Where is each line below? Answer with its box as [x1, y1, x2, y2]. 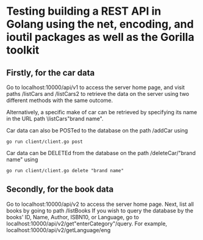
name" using [6, 156, 38, 163]
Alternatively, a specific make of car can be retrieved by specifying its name [6, 109, 198, 115]
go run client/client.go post [6, 139, 84, 145]
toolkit [6, 43, 40, 57]
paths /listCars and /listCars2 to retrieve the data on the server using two [6, 90, 190, 97]
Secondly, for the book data [6, 184, 114, 195]
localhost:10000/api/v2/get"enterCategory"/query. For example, [6, 220, 168, 227]
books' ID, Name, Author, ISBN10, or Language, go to [6, 213, 139, 220]
